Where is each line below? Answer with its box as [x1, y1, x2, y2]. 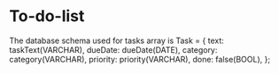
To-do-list [9, 6, 85, 26]
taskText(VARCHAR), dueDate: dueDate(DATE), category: [9, 44, 218, 55]
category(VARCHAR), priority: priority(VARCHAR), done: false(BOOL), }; [9, 54, 271, 64]
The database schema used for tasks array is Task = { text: [9, 35, 224, 46]
